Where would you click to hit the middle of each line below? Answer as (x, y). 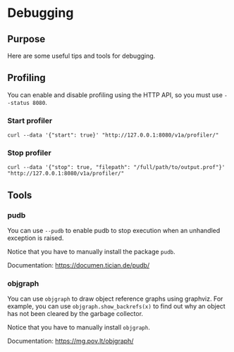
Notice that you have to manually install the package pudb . (91, 252)
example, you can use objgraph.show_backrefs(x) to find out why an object (116, 306)
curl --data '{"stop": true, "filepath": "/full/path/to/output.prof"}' (116, 168)
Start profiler (30, 120)
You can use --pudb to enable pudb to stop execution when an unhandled (114, 231)
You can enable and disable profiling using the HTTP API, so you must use (115, 95)
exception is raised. (36, 238)
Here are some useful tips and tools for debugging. (81, 56)
